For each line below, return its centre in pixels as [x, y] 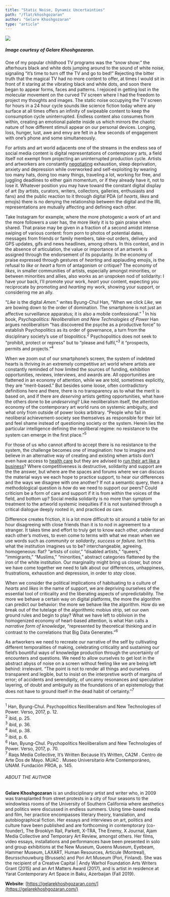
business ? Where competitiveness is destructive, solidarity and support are [84, 466]
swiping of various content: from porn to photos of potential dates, [75, 233]
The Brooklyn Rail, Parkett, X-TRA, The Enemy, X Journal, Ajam [91, 831]
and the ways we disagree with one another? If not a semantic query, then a [84, 482]
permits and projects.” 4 [30, 348]
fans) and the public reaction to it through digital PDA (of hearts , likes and [82, 196]
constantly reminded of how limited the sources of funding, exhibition [78, 369]
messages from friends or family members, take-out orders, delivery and [81, 238]
